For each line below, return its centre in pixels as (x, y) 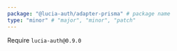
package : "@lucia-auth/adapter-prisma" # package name (89, 14)
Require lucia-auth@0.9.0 (44, 40)
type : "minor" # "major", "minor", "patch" (72, 20)
